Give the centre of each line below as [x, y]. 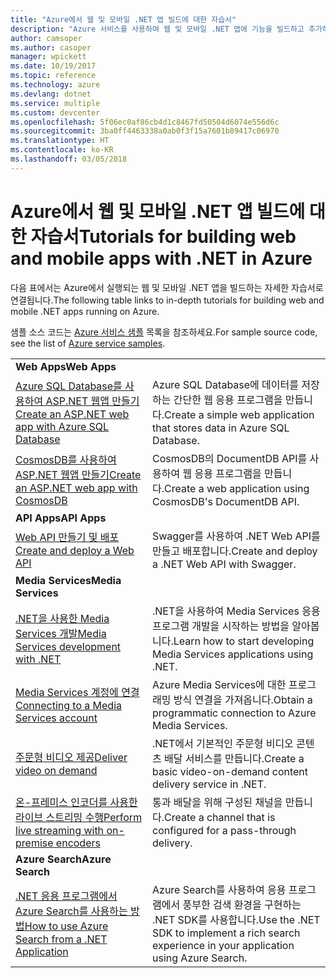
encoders [78, 843]
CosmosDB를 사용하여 [66, 459]
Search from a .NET [61, 939]
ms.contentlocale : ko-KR [62, 150]
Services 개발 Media [61, 633]
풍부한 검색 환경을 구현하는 [242, 904]
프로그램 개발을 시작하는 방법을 [221, 626]
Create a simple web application [239, 414]
